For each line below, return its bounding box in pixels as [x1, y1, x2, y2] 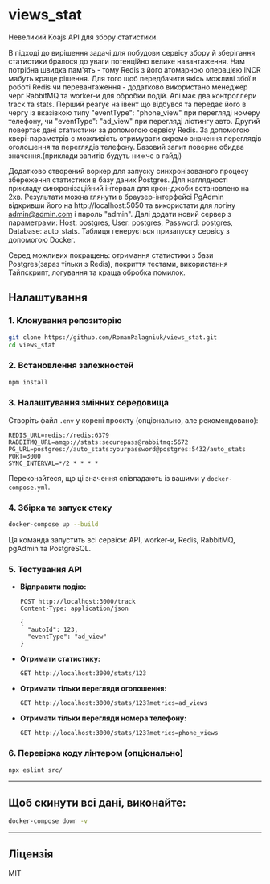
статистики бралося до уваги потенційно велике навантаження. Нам [8, 56, 245, 66]
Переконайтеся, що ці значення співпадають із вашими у [8, 473, 206, 483]
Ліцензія [8, 847, 54, 861]
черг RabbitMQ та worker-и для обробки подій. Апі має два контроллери [8, 90, 257, 100]
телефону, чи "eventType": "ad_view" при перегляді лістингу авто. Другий [8, 116, 260, 126]
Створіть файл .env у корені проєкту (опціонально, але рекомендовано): [8, 415, 259, 425]
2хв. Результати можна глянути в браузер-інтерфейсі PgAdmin [8, 192, 224, 201]
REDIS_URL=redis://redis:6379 [8, 431, 110, 439]
